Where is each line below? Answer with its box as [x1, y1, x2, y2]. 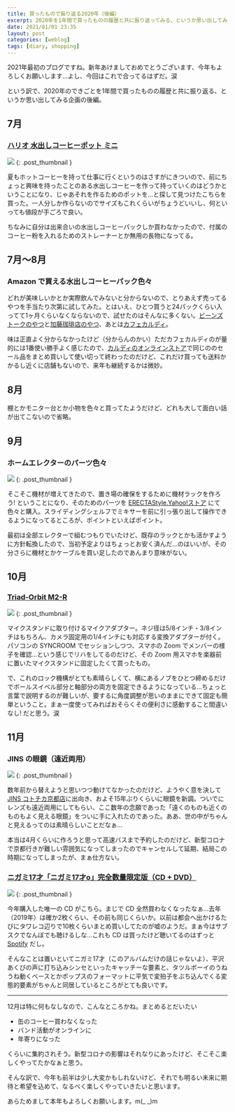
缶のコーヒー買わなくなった [17, 1017, 98, 1025]
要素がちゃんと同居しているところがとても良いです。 [19, 980, 171, 989]
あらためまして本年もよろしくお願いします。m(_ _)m [7, 1097, 158, 1105]
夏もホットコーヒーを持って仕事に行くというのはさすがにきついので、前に [7, 173, 222, 181]
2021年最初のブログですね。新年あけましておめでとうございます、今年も [7, 63, 217, 71]
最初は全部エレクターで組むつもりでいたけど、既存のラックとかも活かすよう [7, 530, 227, 539]
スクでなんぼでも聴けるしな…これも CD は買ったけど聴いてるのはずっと [7, 930, 215, 939]
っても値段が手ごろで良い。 [7, 208, 87, 216]
